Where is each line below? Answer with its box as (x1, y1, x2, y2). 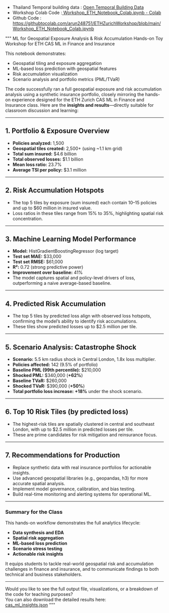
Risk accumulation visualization (12, 71, 78, 77)
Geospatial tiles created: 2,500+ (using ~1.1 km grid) (12, 145, 123, 151)
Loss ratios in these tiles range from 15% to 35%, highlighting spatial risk (12, 210, 163, 216)
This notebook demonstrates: (5, 50, 66, 56)
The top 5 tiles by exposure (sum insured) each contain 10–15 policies (12, 199, 157, 205)
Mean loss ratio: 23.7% (12, 161, 62, 168)
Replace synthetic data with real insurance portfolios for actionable (12, 464, 152, 470)
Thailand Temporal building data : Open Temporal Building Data (12, 5, 144, 10)
